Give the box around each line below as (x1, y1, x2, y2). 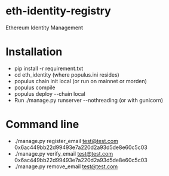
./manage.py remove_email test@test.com (14, 163, 118, 170)
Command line (5, 118, 79, 131)
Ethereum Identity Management (5, 24, 84, 31)
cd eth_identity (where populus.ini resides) (14, 71, 120, 78)
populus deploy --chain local (14, 90, 86, 97)
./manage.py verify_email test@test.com (14, 150, 113, 157)
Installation (5, 45, 63, 59)
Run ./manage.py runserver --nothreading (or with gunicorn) (14, 96, 164, 104)
